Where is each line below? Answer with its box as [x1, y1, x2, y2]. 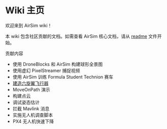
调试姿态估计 [12, 99, 40, 105]
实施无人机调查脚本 [12, 112, 53, 118]
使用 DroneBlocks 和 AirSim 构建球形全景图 [12, 61, 103, 67]
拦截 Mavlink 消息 [12, 105, 50, 112]
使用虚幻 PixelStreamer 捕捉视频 [12, 67, 80, 74]
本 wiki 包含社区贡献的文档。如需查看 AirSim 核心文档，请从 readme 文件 [5, 33, 157, 39]
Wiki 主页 [5, 5, 45, 16]
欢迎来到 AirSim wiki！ [5, 22, 52, 28]
